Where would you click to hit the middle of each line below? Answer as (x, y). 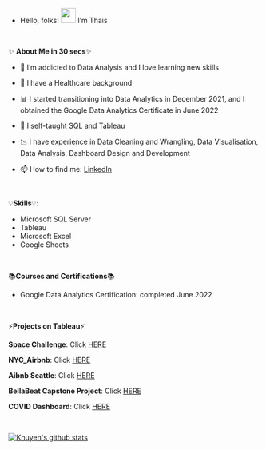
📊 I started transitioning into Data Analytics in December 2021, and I (132, 99)
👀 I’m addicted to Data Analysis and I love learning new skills (119, 67)
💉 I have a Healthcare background (76, 83)
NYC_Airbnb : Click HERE (50, 360)
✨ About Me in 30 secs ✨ (50, 51)
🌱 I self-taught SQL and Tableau (72, 125)
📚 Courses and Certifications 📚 (62, 276)
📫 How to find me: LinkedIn (66, 169)
